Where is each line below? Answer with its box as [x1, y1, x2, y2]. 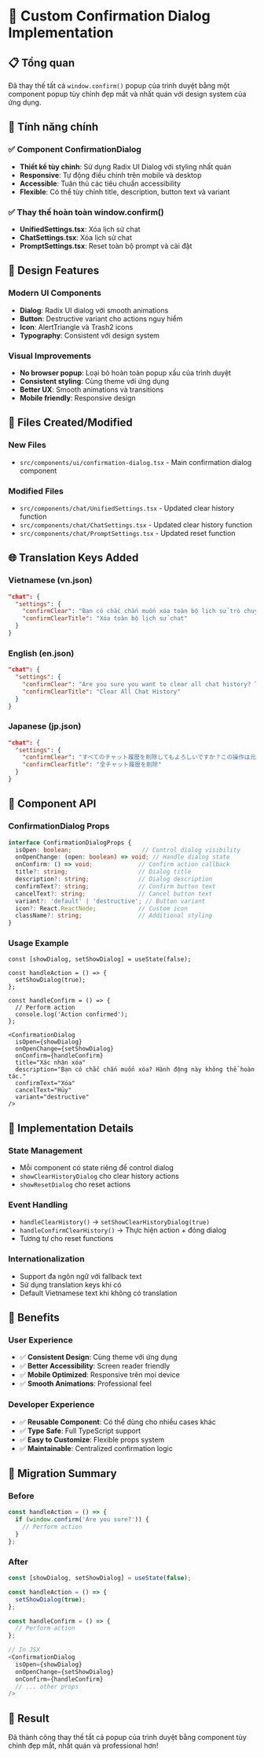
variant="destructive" [15, 1093, 90, 1101]
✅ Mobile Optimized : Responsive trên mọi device [19, 1370, 181, 1379]
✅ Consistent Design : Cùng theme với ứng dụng [19, 1353, 178, 1362]
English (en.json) [8, 648, 75, 659]
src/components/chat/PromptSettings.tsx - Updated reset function [19, 528, 236, 537]
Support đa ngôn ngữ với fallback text [19, 1271, 142, 1281]
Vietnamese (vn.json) [8, 574, 93, 585]
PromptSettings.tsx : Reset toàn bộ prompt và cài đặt [19, 241, 192, 250]
